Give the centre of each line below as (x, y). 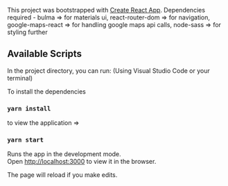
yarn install (29, 108)
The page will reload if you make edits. (62, 175)
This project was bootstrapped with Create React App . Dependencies (106, 10)
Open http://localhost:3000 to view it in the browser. (82, 162)
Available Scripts (44, 54)
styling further (27, 32)
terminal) (20, 78)
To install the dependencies (47, 91)
